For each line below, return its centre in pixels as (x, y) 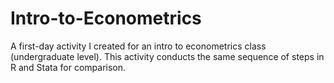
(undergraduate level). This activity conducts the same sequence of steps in (167, 56)
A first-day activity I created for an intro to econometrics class (138, 46)
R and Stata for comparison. (68, 67)
